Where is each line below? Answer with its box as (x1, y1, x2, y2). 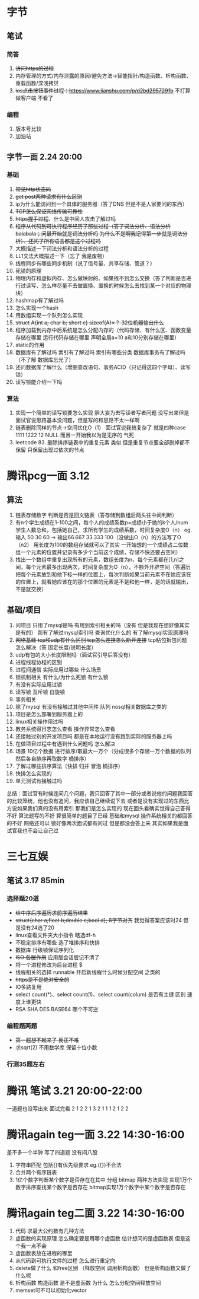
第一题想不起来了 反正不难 (15, 1036, 79, 1044)
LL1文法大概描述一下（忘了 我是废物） (15, 252, 108, 259)
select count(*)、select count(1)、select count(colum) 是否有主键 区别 (15, 991, 186, 998)
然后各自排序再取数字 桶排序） (15, 754, 90, 762)
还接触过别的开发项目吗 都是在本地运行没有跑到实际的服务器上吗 (15, 733, 172, 740)
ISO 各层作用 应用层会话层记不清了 (15, 953, 100, 961)
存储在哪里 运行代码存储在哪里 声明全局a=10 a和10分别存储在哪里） (15, 333, 180, 341)
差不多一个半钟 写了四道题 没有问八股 (6, 1148, 98, 1155)
